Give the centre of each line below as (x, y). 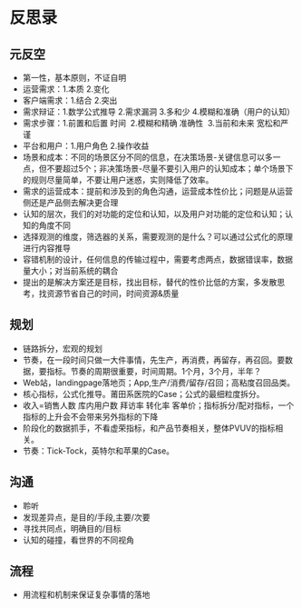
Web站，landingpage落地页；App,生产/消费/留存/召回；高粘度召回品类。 (159, 383)
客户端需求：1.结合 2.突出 (70, 100)
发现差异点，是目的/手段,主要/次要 (86, 517)
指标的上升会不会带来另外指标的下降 (90, 416)
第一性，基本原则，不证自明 (74, 78)
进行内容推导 (46, 248)
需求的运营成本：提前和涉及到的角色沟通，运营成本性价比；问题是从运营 (157, 191)
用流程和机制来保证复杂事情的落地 (86, 594)
